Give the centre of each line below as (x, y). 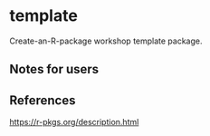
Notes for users (54, 69)
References (43, 100)
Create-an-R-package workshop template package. (106, 41)
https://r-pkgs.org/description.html (74, 122)
